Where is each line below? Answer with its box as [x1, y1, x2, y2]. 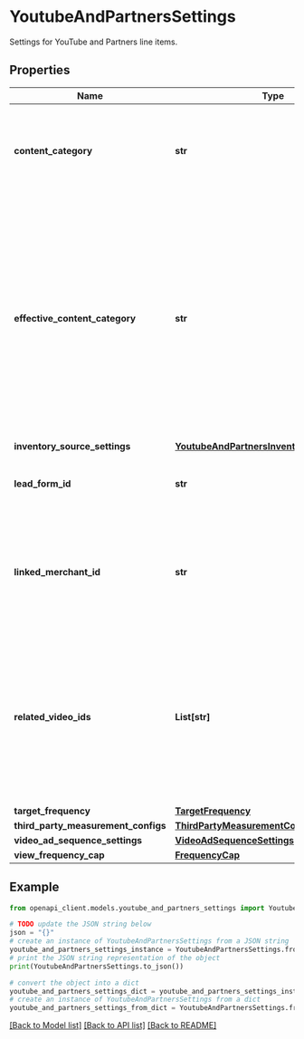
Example [9, 880, 60, 895]
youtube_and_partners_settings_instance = [9, 945, 172, 955]
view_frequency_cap [14, 849, 106, 861]
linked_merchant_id [14, 565, 101, 578]
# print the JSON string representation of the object [9, 953, 221, 962]
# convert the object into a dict [9, 978, 140, 987]
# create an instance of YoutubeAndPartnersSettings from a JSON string [9, 937, 290, 946]
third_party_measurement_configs [14, 819, 166, 832]
